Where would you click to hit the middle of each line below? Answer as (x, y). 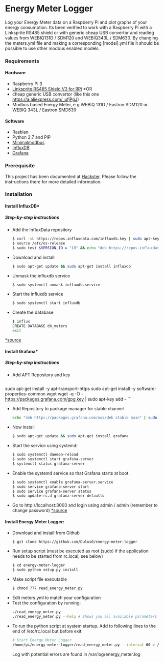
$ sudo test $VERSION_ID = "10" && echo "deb (59, 248)
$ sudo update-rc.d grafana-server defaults (58, 496)
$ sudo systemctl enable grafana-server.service (63, 482)
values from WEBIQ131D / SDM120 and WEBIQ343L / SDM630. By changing (82, 38)
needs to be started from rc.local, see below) (58, 556)
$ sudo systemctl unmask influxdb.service (56, 285)
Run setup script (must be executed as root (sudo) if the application (80, 551)
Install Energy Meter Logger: (35, 521)
